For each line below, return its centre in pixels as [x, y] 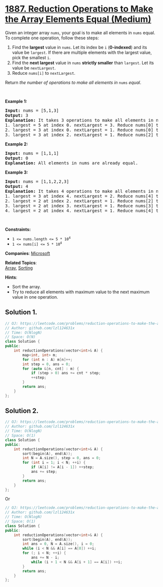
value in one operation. [35, 297]
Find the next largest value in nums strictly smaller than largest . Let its [83, 63]
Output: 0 [16, 158]
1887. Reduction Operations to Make [79, 9]
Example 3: [16, 172]
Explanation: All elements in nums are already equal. [72, 163]
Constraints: [18, 229]
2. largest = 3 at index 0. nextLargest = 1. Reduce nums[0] [79, 130]
